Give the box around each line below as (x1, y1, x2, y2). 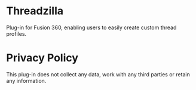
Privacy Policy (6, 51, 79, 65)
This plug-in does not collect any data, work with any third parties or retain (6, 70, 190, 78)
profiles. (6, 30, 27, 37)
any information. (6, 77, 47, 84)
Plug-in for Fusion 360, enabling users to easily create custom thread (6, 24, 177, 31)
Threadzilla (6, 4, 64, 18)
